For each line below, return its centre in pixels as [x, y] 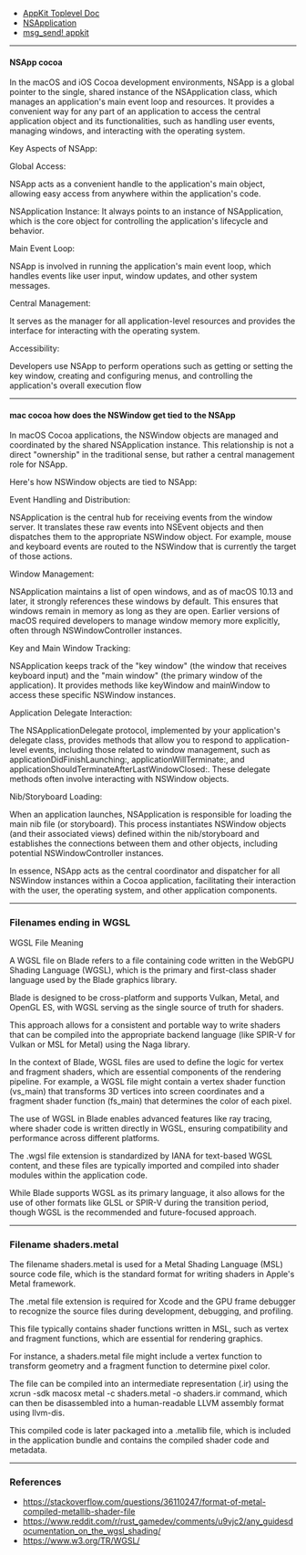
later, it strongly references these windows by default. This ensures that [144, 601]
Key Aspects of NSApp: [53, 149]
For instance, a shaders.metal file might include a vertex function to [136, 1356]
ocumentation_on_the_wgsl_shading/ [92, 1531]
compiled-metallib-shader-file [79, 1512]
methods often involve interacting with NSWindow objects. [119, 779]
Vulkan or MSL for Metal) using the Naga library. [100, 1044]
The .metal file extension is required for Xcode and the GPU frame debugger [153, 1301]
